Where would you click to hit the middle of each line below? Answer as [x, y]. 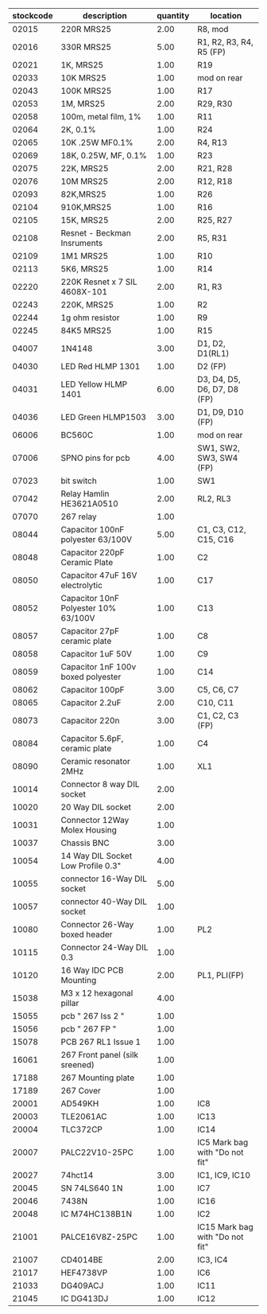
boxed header [87, 934]
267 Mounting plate [98, 1078]
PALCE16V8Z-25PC [99, 1237]
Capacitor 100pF [93, 690]
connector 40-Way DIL [104, 901]
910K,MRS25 [86, 207]
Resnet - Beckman [96, 233]
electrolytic [82, 585]
